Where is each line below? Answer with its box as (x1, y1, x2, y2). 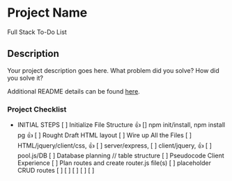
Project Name (7, 5, 88, 21)
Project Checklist (7, 104, 67, 114)
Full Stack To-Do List (7, 28, 68, 36)
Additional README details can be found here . (7, 87, 141, 95)
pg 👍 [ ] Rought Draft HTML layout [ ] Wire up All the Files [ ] (17, 131, 192, 139)
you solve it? (7, 74, 44, 82)
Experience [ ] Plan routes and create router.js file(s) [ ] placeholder (17, 159, 211, 167)
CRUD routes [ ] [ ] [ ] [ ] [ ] (17, 166, 95, 175)
